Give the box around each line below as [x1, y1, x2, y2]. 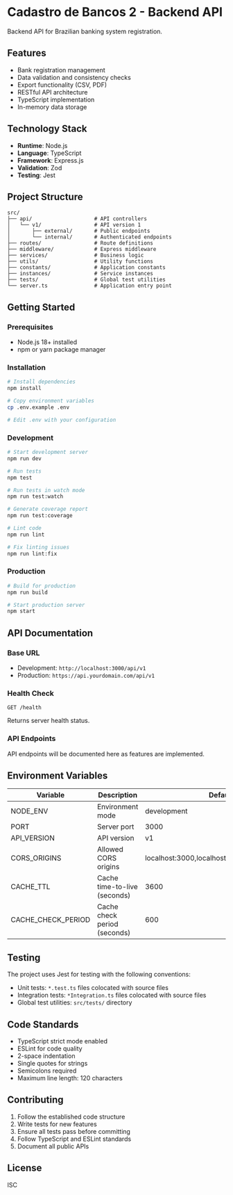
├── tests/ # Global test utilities [7, 276, 166, 284]
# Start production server [7, 601, 85, 608]
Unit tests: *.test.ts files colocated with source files [17, 984, 169, 992]
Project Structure [7, 190, 83, 202]
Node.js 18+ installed [17, 338, 78, 346]
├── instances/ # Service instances [7, 270, 154, 277]
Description [98, 790, 137, 800]
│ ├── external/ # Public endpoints [7, 227, 150, 235]
